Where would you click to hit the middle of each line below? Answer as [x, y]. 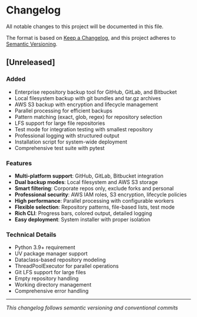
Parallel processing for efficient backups [63, 110]
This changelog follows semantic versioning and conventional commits [92, 308]
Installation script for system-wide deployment [71, 142]
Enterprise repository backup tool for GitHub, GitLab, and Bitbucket [96, 92]
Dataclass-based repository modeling [60, 260]
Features [19, 163]
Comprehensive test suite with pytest [60, 148]
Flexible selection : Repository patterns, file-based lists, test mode [94, 207]
